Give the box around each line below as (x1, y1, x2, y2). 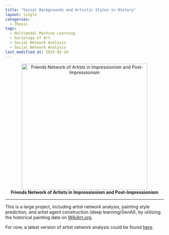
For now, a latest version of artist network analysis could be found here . (5, 224, 154, 230)
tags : (5, 26, 17, 31)
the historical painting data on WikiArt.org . (5, 214, 93, 220)
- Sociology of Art (10, 36, 51, 41)
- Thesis (10, 21, 28, 27)
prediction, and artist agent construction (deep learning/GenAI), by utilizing (5, 209, 161, 215)
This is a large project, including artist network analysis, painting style (5, 203, 150, 209)
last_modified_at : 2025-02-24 (5, 49, 69, 54)
